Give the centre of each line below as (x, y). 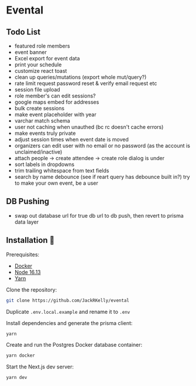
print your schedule (38, 65)
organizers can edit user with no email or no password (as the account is (102, 145)
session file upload (37, 89)
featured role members (42, 46)
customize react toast (41, 71)
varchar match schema (42, 121)
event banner (30, 52)
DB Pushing (28, 202)
